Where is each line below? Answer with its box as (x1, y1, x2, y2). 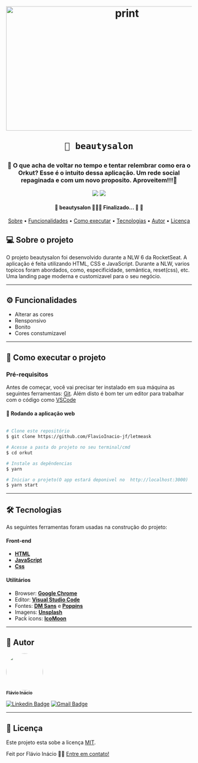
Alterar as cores (14, 311, 54, 318)
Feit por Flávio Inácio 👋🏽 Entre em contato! (6, 751, 110, 758)
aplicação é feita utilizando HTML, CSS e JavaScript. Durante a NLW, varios (6, 260, 190, 267)
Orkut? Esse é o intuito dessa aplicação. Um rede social (18, 169, 180, 177)
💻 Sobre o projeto (6, 235, 74, 245)
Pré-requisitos (6, 370, 48, 378)
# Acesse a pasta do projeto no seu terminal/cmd (6, 445, 131, 450)
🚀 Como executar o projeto (6, 352, 106, 362)
